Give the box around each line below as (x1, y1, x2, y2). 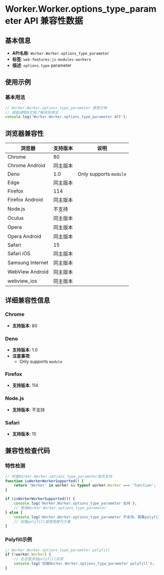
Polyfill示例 (5, 536, 32, 543)
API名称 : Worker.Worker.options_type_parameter (12, 50, 109, 56)
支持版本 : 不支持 (12, 407, 45, 413)
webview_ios (7, 278, 38, 285)
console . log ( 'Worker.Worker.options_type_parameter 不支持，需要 (14, 514, 145, 519)
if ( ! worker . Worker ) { (5, 552, 51, 557)
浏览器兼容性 (5, 129, 44, 137)
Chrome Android (7, 162, 45, 169)
